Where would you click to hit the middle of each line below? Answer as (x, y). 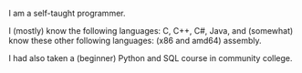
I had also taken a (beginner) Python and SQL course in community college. (151, 58)
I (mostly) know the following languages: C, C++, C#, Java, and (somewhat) (151, 31)
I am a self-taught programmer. (67, 13)
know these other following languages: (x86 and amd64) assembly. (135, 41)
